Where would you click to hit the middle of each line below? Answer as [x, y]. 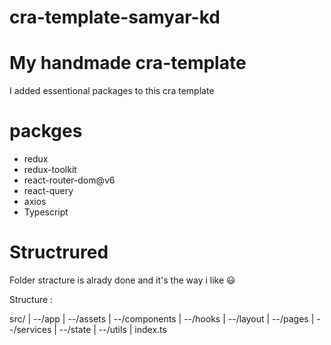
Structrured [59, 252]
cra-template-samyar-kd [115, 17]
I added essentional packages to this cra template [112, 91]
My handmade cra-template [128, 63]
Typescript [46, 212]
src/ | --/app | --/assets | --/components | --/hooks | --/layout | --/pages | [162, 319]
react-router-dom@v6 [69, 180]
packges [46, 131]
